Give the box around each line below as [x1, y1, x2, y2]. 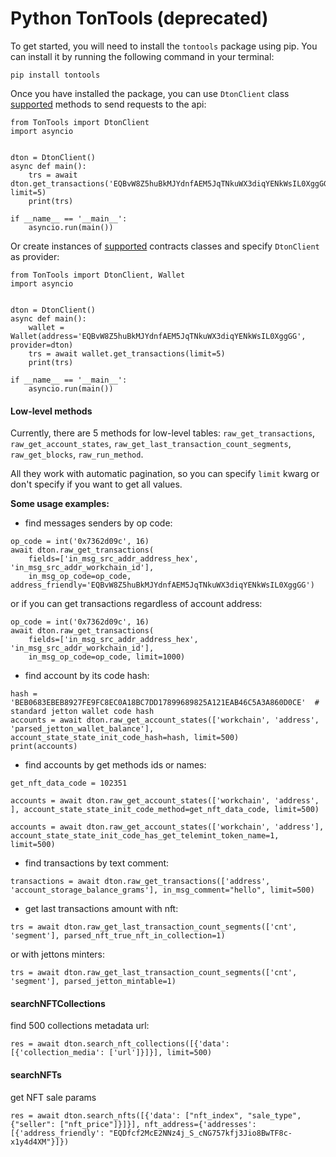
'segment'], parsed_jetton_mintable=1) [10, 977, 177, 987]
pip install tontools [10, 70, 101, 80]
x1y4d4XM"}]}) [10, 1137, 70, 1147]
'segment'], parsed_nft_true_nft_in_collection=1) [10, 931, 226, 941]
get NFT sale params [10, 1091, 97, 1103]
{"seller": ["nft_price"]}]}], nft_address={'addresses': [10, 1119, 257, 1129]
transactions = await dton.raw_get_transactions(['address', [10, 877, 271, 887]
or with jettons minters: [10, 948, 106, 961]
